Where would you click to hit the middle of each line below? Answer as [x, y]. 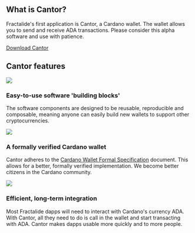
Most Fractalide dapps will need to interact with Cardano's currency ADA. [95, 211]
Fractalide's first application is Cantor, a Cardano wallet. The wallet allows [96, 24]
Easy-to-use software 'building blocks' [63, 95]
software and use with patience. [45, 36]
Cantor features [36, 66]
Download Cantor [27, 48]
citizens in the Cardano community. [49, 172]
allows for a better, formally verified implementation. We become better [92, 166]
